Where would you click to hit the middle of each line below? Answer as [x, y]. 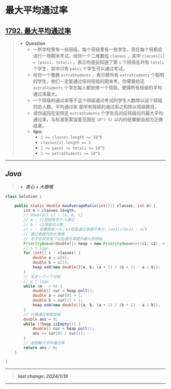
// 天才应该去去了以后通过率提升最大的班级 [63, 239]
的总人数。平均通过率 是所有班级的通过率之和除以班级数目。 [96, 107]
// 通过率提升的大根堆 [44, 234]
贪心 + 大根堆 [39, 187]
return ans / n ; [41, 348]
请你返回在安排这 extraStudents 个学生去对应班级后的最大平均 [98, 113]
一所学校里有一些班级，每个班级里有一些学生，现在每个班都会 [98, 49]
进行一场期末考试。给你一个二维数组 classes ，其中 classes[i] [99, 56]
